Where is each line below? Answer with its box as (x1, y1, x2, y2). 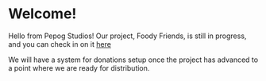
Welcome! (8, 5, 77, 23)
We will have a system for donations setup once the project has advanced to (8, 55, 259, 64)
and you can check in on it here (8, 39, 111, 48)
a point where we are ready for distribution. (8, 63, 150, 72)
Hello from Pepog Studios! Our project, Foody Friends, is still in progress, (8, 31, 247, 40)
